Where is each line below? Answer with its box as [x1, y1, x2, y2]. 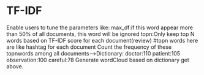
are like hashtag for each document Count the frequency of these [6, 43, 172, 51]
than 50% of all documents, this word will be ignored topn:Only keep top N [6, 30, 195, 37]
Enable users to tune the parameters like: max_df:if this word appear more [6, 24, 194, 31]
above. [6, 62, 24, 70]
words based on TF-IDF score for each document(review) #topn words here [6, 37, 198, 44]
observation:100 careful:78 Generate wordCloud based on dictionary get [6, 56, 190, 63]
